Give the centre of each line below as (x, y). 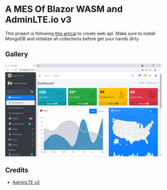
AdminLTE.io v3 (39, 20)
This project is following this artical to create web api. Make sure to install (80, 33)
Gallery (17, 54)
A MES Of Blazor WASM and (64, 9)
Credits (17, 170)
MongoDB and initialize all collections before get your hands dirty (72, 39)
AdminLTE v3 (26, 182)
